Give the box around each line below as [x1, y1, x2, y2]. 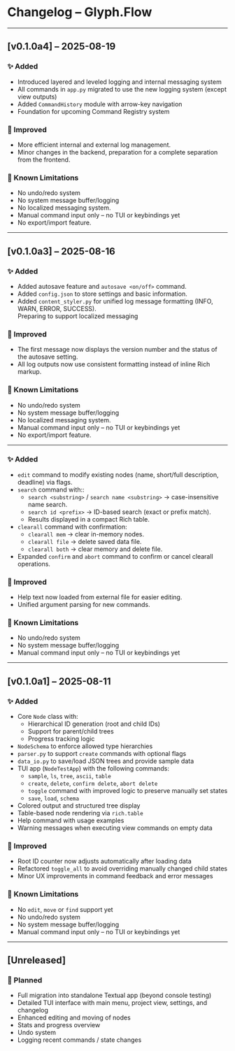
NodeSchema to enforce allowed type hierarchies [17, 742, 153, 750]
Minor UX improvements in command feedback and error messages [17, 872, 213, 880]
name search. [27, 500, 68, 508]
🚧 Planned [7, 975, 43, 985]
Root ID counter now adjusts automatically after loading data [17, 857, 192, 866]
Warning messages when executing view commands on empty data [17, 824, 213, 832]
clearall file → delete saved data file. [27, 537, 142, 545]
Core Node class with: [17, 713, 78, 721]
